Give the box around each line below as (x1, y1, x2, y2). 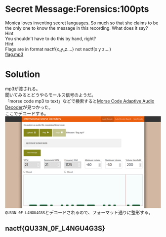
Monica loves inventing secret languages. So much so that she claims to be (5, 20, 159, 26)
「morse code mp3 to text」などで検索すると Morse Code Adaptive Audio (5, 98, 155, 104)
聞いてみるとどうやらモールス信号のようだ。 (5, 92, 96, 97)
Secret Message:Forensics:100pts (5, 3, 149, 15)
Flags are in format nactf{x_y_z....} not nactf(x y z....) (5, 46, 111, 52)
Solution (5, 69, 41, 80)
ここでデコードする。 (5, 110, 48, 116)
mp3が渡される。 (5, 86, 41, 92)
